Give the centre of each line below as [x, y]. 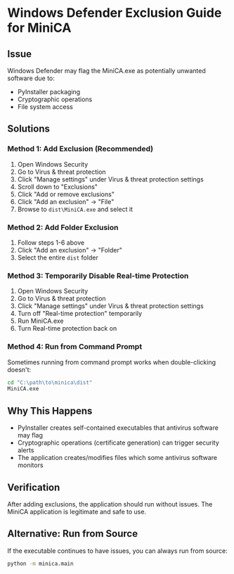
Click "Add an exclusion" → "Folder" [70, 250]
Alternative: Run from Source [73, 534]
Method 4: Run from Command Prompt [75, 347]
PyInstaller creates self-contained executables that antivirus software [118, 428]
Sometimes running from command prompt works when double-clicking [112, 362]
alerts [26, 450]
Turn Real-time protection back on [67, 329]
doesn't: [19, 369]
